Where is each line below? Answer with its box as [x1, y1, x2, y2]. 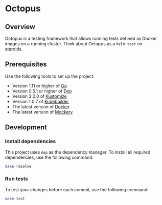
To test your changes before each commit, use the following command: [5, 186, 149, 192]
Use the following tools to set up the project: [5, 73, 94, 79]
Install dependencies [5, 138, 56, 145]
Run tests [5, 176, 28, 182]
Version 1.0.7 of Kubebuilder [12, 98, 69, 104]
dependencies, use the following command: [5, 154, 93, 160]
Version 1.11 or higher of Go [12, 83, 67, 88]
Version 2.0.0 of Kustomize [12, 93, 67, 99]
